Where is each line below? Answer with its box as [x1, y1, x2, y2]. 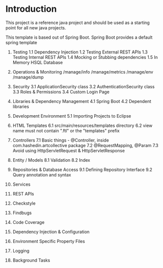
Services [12, 181, 31, 187]
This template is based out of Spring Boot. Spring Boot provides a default [5, 34, 153, 40]
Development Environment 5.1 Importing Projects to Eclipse [12, 113, 131, 119]
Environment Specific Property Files [12, 238, 85, 244]
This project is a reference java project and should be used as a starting [5, 20, 150, 25]
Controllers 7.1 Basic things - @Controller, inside [12, 137, 109, 143]
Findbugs [12, 210, 32, 216]
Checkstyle [12, 200, 36, 206]
